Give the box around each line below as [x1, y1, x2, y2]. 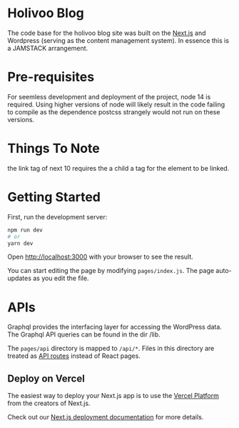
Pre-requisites [7, 69, 95, 85]
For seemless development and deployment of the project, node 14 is [7, 92, 211, 101]
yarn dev [7, 239, 34, 247]
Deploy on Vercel [7, 372, 86, 384]
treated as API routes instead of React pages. [7, 352, 141, 360]
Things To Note [7, 141, 100, 156]
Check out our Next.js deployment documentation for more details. [7, 413, 204, 422]
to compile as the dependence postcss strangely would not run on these [7, 107, 220, 116]
